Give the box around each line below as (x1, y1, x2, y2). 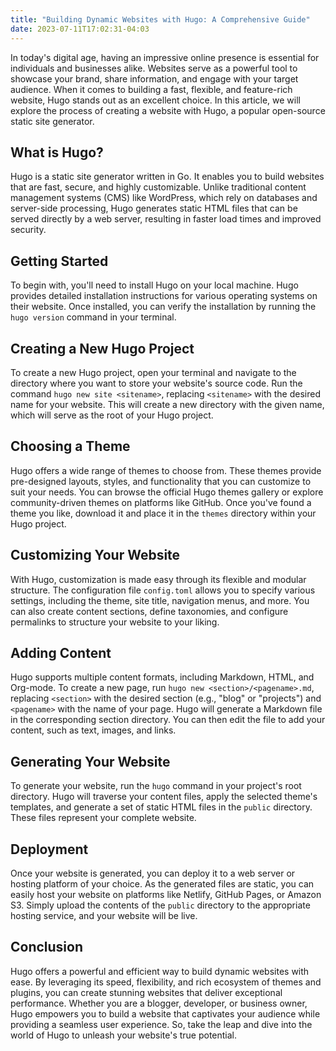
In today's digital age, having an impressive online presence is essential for (10, 51, 320, 63)
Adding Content (10, 644, 112, 661)
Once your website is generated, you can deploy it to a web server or (10, 867, 296, 879)
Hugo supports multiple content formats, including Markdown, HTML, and (10, 671, 315, 683)
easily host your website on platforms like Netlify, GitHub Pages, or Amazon (10, 889, 322, 900)
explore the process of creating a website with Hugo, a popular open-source (10, 104, 326, 116)
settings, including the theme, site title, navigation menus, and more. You (10, 594, 310, 606)
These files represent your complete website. (10, 812, 197, 824)
